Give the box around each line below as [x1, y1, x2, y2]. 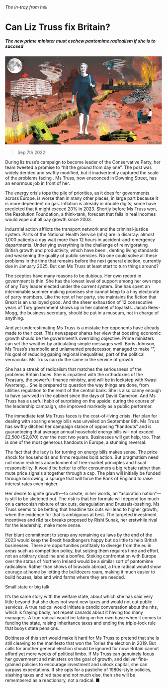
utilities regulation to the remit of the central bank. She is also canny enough [5, 388, 162, 394]
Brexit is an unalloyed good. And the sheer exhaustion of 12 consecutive [5, 299, 153, 305]
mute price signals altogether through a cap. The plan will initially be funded [5, 470, 161, 476]
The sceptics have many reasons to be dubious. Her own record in [5, 273, 142, 279]
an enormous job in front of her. [5, 180, 71, 186]
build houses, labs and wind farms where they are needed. [5, 574, 125, 580]
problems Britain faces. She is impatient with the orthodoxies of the [5, 372, 143, 378]
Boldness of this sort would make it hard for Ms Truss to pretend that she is [5, 635, 160, 641]
